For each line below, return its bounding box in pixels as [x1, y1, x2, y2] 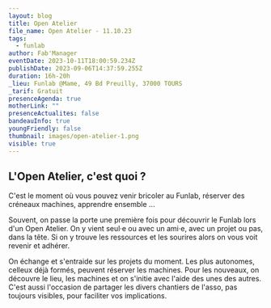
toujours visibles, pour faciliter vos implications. [8, 291, 167, 301]
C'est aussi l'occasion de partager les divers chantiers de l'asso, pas [8, 282, 238, 292]
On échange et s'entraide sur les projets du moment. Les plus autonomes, [8, 256, 255, 267]
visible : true [8, 139, 57, 148]
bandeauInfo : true [8, 117, 70, 125]
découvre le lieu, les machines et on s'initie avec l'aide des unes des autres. [8, 274, 261, 284]
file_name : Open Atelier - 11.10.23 [8, 27, 132, 35]
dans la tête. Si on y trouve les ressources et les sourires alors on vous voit [8, 232, 258, 243]
